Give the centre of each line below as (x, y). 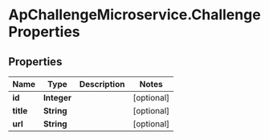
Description (102, 84)
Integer (57, 98)
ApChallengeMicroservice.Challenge (134, 15)
